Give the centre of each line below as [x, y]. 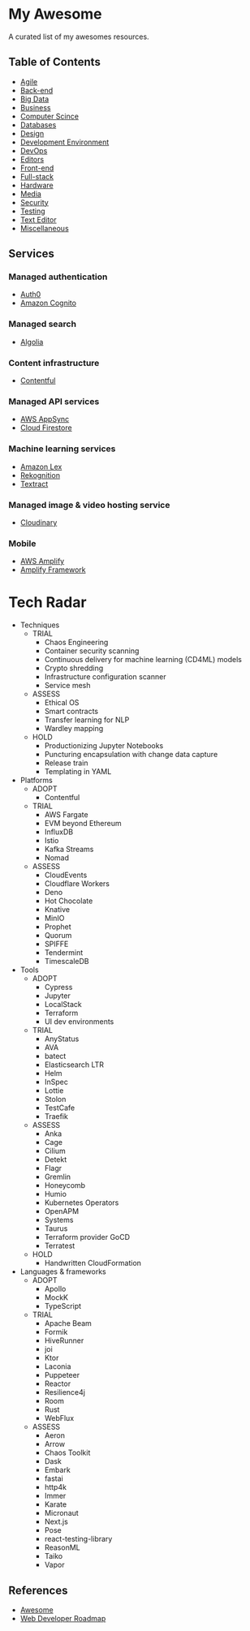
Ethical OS [62, 703]
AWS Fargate [66, 815]
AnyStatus [62, 1039]
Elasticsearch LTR [74, 1065]
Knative [57, 910]
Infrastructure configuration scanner [105, 677]
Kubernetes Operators [82, 1203]
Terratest [60, 1246]
